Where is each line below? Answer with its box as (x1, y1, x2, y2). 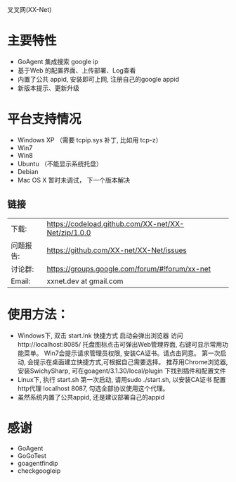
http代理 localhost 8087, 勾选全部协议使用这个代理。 (17, 384, 169, 393)
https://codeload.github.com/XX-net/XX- (46, 218, 185, 228)
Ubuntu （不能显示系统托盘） (17, 159, 103, 168)
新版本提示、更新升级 (17, 83, 79, 92)
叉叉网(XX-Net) (7, 6, 52, 13)
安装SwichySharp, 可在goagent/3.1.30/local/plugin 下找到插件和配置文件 (17, 366, 227, 375)
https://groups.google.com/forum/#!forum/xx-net (46, 264, 211, 273)
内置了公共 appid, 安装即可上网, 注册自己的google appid (17, 75, 180, 83)
